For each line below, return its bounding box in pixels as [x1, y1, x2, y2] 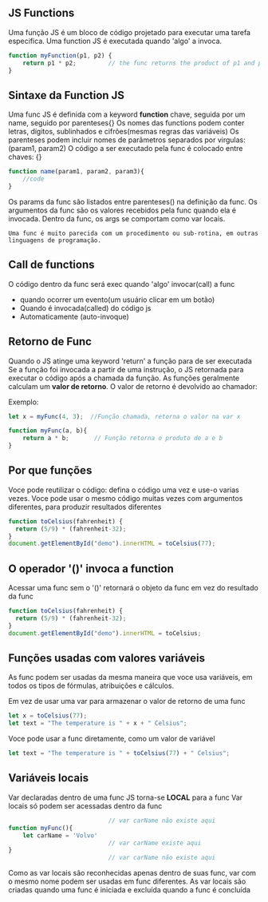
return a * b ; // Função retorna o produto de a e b [22, 435, 223, 443]
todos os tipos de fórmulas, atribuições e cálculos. [8, 681, 174, 690]
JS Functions [8, 6, 75, 20]
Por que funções [8, 463, 93, 478]
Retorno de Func [8, 335, 92, 348]
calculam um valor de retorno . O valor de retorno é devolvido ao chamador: [8, 381, 258, 391]
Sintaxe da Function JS [8, 88, 125, 102]
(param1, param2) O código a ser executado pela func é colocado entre [8, 144, 243, 153]
